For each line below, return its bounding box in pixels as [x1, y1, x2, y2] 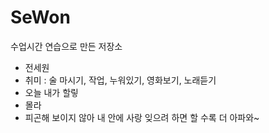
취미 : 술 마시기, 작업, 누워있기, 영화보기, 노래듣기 [24, 74, 217, 86]
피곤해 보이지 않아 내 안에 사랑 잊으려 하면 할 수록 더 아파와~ [24, 111, 260, 123]
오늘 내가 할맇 [24, 86, 79, 98]
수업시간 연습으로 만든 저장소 [10, 40, 123, 52]
